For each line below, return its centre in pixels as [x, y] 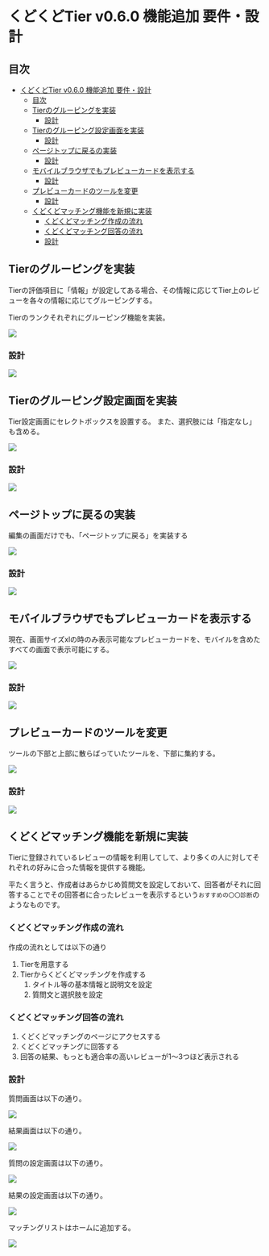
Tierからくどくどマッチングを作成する [83, 974]
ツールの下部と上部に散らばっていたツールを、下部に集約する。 [114, 754]
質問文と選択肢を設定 [67, 994]
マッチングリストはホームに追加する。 [72, 1228]
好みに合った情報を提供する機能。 [93, 868]
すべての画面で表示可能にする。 [61, 650]
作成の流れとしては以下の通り [58, 947]
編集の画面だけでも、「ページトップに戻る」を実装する [98, 536]
